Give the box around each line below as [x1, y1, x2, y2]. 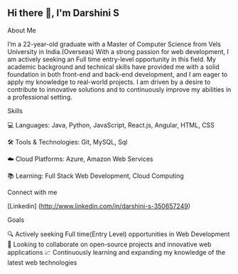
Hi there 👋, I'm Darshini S [7, 7, 119, 19]
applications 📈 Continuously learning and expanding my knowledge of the [7, 248, 226, 256]
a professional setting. [7, 93, 72, 101]
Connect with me [7, 188, 58, 196]
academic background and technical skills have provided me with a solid [7, 62, 220, 71]
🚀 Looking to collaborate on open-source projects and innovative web [7, 240, 212, 248]
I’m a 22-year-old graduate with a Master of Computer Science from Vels [7, 40, 222, 48]
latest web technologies [7, 258, 77, 267]
